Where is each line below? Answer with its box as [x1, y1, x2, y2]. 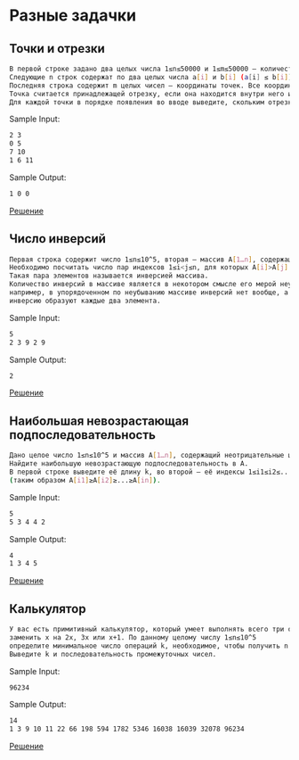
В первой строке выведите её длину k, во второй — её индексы [9, 467, 245, 476]
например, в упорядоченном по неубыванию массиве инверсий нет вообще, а [9, 288, 289, 297]
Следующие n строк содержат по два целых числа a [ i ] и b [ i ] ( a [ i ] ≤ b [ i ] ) [9, 72, 293, 81]
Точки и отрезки [9, 41, 105, 56]
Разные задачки [9, 5, 136, 26]
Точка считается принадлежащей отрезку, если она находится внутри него [9, 89, 285, 98]
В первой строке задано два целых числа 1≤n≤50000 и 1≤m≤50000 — [9, 64, 256, 73]
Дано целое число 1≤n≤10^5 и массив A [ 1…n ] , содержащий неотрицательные [9, 451, 285, 460]
